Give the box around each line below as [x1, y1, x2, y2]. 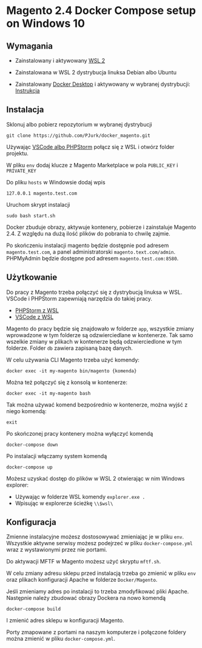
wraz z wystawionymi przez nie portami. [6, 546, 107, 554]
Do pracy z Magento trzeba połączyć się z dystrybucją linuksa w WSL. [6, 288, 183, 296]
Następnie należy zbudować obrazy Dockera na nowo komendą [6, 594, 166, 602]
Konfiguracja [6, 517, 56, 528]
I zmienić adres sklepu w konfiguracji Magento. [6, 617, 124, 624]
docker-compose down [6, 442, 59, 448]
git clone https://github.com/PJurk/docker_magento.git [6, 132, 150, 139]
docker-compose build [6, 606, 61, 612]
